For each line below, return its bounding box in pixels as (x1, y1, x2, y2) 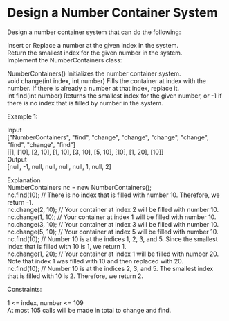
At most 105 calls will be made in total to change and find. (7, 306, 172, 314)
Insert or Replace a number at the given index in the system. (7, 41, 178, 49)
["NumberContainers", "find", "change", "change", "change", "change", (7, 133, 209, 141)
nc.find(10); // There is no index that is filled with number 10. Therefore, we (7, 191, 220, 199)
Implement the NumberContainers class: (7, 55, 122, 64)
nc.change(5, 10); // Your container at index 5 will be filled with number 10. (7, 227, 219, 236)
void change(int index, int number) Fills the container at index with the (7, 76, 206, 85)
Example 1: (7, 112, 38, 121)
